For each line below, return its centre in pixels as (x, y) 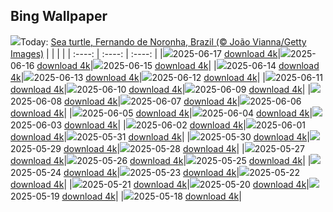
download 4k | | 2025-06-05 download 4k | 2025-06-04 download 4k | (161, 113)
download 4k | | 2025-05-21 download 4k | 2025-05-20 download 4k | (160, 184)
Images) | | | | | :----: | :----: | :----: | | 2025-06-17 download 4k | (146, 53)
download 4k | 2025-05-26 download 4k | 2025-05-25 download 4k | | (161, 160)
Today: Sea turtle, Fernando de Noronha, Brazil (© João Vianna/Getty (163, 41)
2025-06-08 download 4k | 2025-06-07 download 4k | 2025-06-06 (156, 101)
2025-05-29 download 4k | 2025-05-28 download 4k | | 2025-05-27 (157, 148)
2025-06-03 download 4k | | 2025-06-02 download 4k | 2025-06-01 (158, 125)
